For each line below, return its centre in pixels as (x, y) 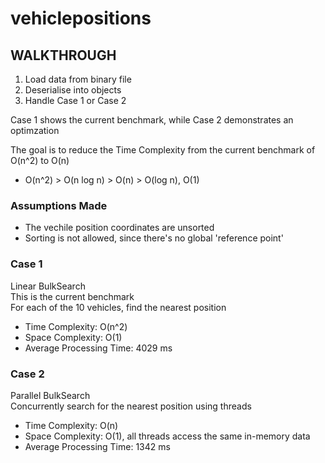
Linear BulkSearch (48, 286)
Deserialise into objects (73, 90)
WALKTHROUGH (63, 55)
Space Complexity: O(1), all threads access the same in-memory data (167, 436)
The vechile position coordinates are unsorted (119, 228)
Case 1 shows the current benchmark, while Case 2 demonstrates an (152, 120)
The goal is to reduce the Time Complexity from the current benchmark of (163, 150)
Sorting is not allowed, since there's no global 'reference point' (154, 238)
